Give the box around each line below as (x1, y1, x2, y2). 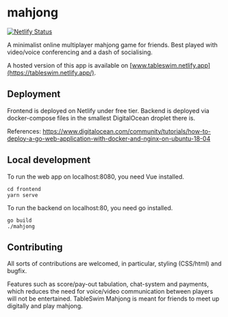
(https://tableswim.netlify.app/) (7, 68, 94, 77)
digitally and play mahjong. (7, 302, 84, 310)
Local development (7, 154, 91, 166)
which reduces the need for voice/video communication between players (7, 288, 214, 296)
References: (7, 127, 41, 135)
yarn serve (7, 192, 38, 199)
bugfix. (7, 267, 27, 275)
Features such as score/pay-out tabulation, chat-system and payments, (7, 280, 209, 288)
